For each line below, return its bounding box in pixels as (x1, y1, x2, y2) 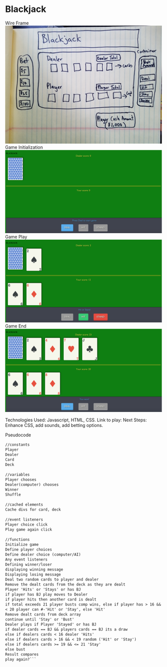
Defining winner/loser (5, 562, 52, 567)
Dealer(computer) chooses (5, 482, 59, 487)
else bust (5, 647, 26, 652)
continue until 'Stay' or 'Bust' (5, 617, 75, 622)
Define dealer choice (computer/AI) (5, 552, 81, 557)
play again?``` (5, 657, 37, 662)
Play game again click (5, 527, 52, 532)
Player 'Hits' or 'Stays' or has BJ (5, 587, 81, 592)
